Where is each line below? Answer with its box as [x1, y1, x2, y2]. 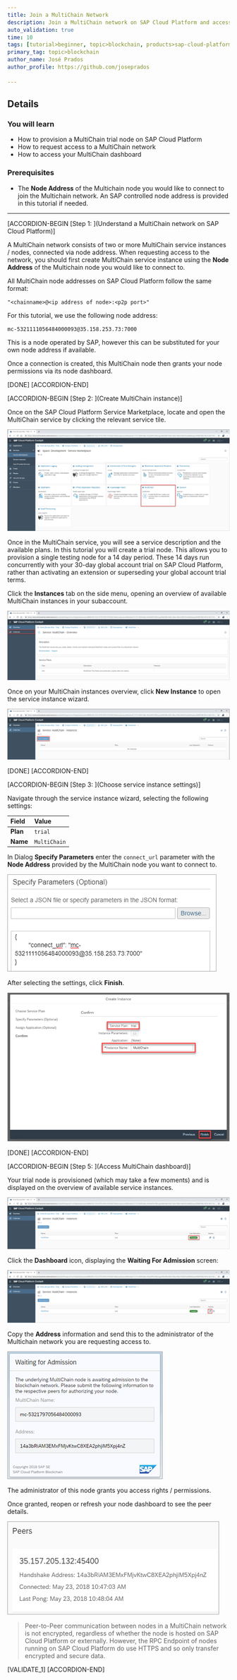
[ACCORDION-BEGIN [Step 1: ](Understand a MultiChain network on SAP [7, 219, 219, 227]
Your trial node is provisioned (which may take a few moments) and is [7, 1176, 209, 1184]
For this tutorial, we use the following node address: [7, 311, 158, 319]
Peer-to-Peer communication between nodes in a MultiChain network [24, 1621, 227, 1630]
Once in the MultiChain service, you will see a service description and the [7, 538, 221, 547]
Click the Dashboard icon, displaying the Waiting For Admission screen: [7, 1256, 219, 1265]
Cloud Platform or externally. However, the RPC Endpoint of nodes [24, 1636, 217, 1645]
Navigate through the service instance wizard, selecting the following [7, 794, 209, 802]
